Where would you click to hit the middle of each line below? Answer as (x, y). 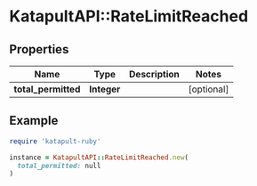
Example (34, 121)
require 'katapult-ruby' (55, 141)
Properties (39, 49)
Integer (104, 89)
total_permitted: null (59, 166)
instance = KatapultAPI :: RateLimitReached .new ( (99, 158)
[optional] (209, 89)
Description (154, 74)
